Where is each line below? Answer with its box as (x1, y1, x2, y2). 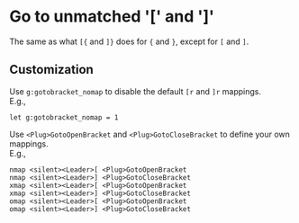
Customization (9, 62, 95, 77)
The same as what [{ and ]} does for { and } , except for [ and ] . (9, 36, 249, 47)
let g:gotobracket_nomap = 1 (9, 112, 119, 122)
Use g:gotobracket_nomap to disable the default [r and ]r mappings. (9, 85, 261, 96)
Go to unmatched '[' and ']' (9, 6, 214, 27)
